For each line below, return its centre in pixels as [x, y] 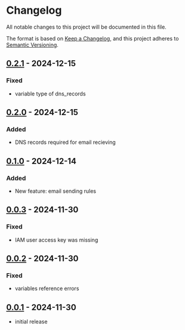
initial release [31, 322]
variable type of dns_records [50, 94]
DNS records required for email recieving [65, 142]
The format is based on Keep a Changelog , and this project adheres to [92, 38]
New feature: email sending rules [55, 191]
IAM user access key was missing [56, 240]
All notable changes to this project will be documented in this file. [87, 27]
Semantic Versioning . [32, 45]
